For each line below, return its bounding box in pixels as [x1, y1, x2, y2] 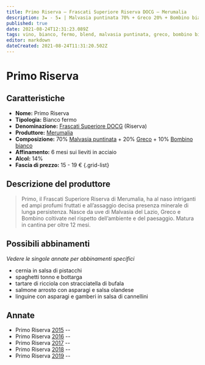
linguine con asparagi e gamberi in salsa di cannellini [15, 292, 148, 300]
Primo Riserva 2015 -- [15, 327, 71, 334]
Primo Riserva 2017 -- [15, 339, 70, 347]
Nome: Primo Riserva [15, 109, 70, 116]
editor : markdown [6, 37, 51, 43]
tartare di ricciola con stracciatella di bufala [15, 280, 124, 287]
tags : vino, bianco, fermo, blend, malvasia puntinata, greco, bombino [6, 32, 192, 38]
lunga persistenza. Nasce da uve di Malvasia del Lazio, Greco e [21, 208, 181, 215]
